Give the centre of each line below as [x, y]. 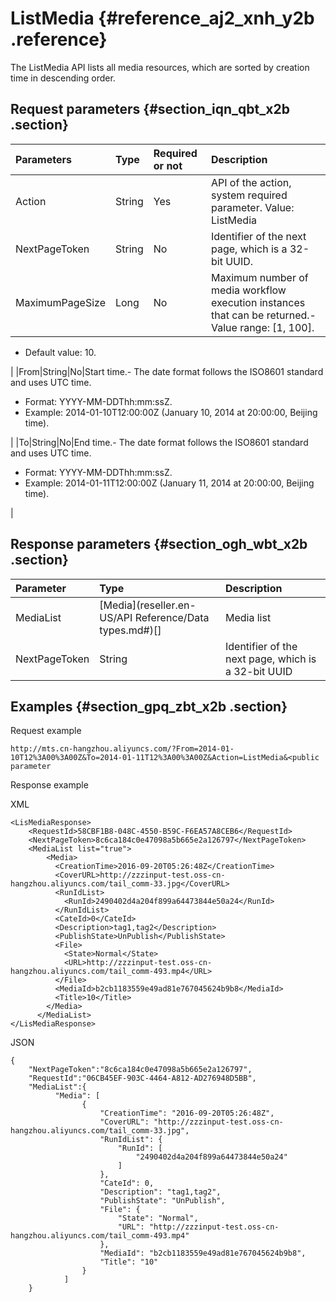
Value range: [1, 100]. [262, 327]
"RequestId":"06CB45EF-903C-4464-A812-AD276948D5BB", [142, 1078]
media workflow [248, 290]
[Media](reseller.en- [148, 605]
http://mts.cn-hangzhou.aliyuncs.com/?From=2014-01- [122, 749]
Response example [49, 785]
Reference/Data [172, 617]
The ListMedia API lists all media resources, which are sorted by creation [160, 67]
